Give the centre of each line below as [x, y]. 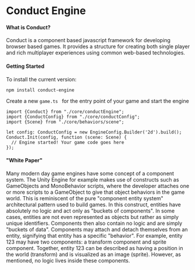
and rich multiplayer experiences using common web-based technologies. [96, 53]
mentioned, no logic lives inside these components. [68, 260]
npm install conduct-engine [40, 90]
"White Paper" [24, 160]
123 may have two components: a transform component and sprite [86, 242]
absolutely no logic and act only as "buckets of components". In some [90, 211]
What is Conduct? [28, 27]
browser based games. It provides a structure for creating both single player [98, 47]
